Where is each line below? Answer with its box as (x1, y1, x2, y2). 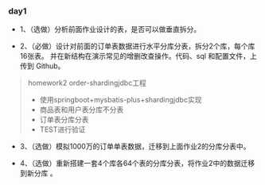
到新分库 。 (19, 168, 57, 178)
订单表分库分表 (39, 115, 89, 125)
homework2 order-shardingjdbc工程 (27, 78, 147, 88)
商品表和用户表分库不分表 (39, 105, 124, 114)
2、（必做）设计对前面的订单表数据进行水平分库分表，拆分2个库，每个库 (19, 41, 255, 51)
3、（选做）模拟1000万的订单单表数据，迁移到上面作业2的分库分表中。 (19, 141, 251, 152)
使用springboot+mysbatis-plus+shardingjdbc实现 (39, 95, 202, 105)
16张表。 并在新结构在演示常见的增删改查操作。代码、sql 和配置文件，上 (19, 52, 257, 61)
